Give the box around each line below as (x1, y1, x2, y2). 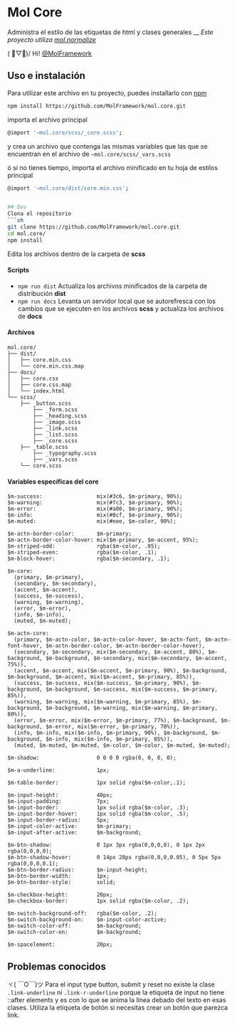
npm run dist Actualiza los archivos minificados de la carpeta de (17, 282, 208, 290)
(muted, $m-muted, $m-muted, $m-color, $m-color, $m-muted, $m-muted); (14, 742, 231, 749)
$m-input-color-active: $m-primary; (7, 823, 132, 830)
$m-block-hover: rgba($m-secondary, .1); (7, 556, 171, 563)
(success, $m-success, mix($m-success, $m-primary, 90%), (14, 680, 190, 687)
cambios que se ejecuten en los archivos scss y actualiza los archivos (17, 304, 224, 313)
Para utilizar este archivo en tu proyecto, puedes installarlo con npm (7, 88, 207, 97)
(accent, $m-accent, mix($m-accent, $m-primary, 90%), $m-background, (14, 667, 228, 674)
